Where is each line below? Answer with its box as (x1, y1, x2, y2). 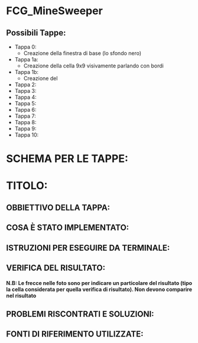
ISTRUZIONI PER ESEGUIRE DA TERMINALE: (6, 242, 170, 253)
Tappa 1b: (14, 69, 39, 75)
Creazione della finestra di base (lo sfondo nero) (23, 50, 142, 57)
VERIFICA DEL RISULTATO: (6, 263, 106, 273)
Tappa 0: (14, 43, 37, 50)
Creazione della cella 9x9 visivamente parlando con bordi (23, 62, 164, 69)
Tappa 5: (14, 100, 37, 107)
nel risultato (6, 292, 37, 299)
